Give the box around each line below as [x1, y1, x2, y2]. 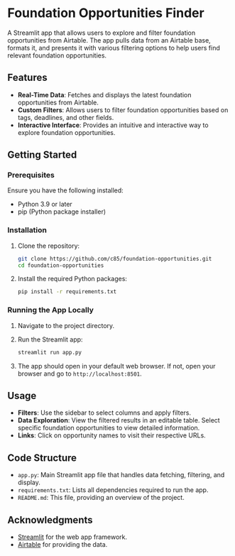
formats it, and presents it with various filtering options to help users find [7, 43, 220, 52]
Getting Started [7, 149, 77, 161]
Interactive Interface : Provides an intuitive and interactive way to [17, 121, 209, 129]
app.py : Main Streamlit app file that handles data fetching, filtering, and [17, 471, 225, 479]
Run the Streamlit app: [17, 335, 83, 344]
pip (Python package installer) [17, 207, 106, 216]
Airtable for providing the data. [17, 540, 108, 548]
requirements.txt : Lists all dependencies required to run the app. [17, 486, 209, 494]
